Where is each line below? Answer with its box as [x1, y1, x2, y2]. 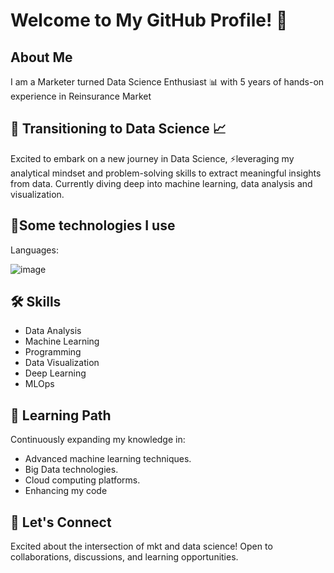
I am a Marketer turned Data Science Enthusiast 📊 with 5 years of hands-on [10, 76, 325, 88]
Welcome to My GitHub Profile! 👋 [10, 9, 288, 32]
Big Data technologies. [24, 464, 119, 476]
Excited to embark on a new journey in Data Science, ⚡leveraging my [10, 152, 295, 164]
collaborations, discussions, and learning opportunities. [10, 551, 239, 563]
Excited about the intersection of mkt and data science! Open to [10, 540, 273, 553]
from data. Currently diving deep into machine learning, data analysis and [10, 177, 313, 189]
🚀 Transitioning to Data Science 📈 [10, 120, 227, 138]
